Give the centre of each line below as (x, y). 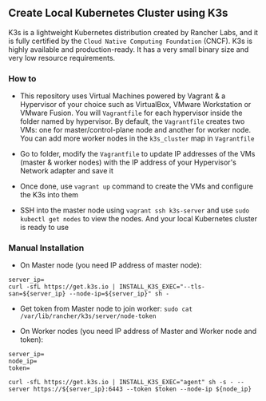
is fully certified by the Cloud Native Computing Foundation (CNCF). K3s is (131, 41)
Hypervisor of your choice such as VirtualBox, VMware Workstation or (135, 105)
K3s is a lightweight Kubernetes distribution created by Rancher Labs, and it (133, 32)
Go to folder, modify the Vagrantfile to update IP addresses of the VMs (137, 154)
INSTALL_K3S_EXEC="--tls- (162, 287)
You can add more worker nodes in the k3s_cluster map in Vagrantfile (137, 138)
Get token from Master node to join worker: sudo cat (106, 309)
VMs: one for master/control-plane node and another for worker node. (135, 130)
